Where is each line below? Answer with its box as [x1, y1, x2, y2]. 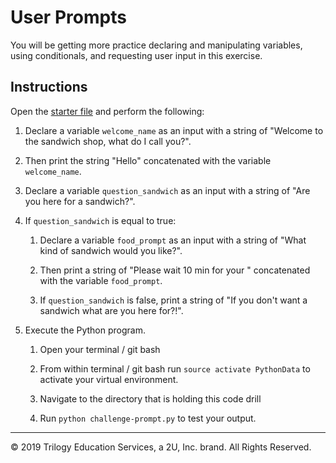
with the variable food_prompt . [39, 274, 163, 286]
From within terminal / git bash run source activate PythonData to [39, 362, 311, 375]
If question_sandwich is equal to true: [24, 214, 177, 226]
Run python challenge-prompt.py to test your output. [39, 412, 257, 424]
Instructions [10, 79, 88, 96]
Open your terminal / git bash [39, 343, 161, 355]
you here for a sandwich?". [24, 195, 136, 207]
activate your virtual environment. [39, 373, 179, 385]
